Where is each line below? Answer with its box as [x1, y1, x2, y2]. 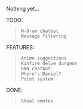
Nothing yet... [6, 5, 40, 12]
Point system [20, 76, 54, 82]
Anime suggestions [20, 55, 67, 61]
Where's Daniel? [20, 71, 62, 77]
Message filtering [20, 33, 67, 39]
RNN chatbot [20, 66, 51, 71]
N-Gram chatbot [20, 28, 59, 34]
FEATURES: [6, 44, 35, 51]
